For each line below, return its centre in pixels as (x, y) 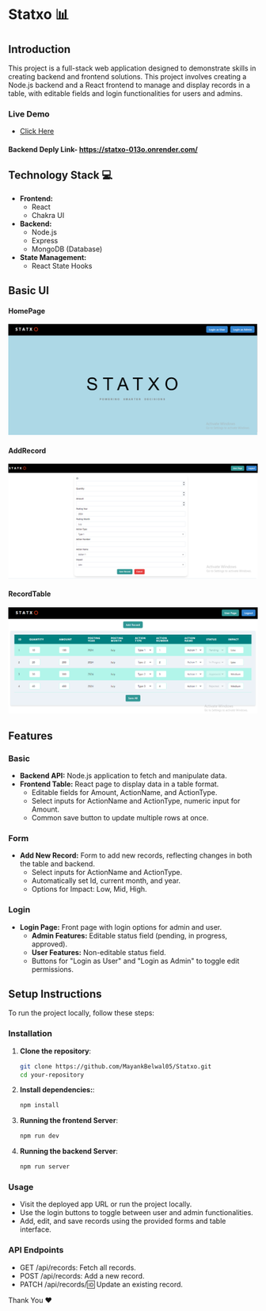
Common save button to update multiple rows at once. (120, 817)
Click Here (37, 132)
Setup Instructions (55, 994)
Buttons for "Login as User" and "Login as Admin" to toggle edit (135, 961)
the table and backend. (57, 864)
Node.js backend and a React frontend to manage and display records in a (129, 85)
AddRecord (27, 450)
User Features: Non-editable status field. (99, 952)
